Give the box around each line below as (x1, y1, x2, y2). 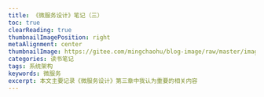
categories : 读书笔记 (8, 56, 75, 63)
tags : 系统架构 (8, 63, 53, 70)
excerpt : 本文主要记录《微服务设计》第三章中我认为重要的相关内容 (8, 77, 198, 84)
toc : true (8, 19, 41, 27)
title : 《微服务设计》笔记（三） (8, 11, 104, 20)
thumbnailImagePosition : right (8, 33, 111, 41)
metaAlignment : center (8, 41, 82, 48)
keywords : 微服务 (8, 70, 61, 77)
